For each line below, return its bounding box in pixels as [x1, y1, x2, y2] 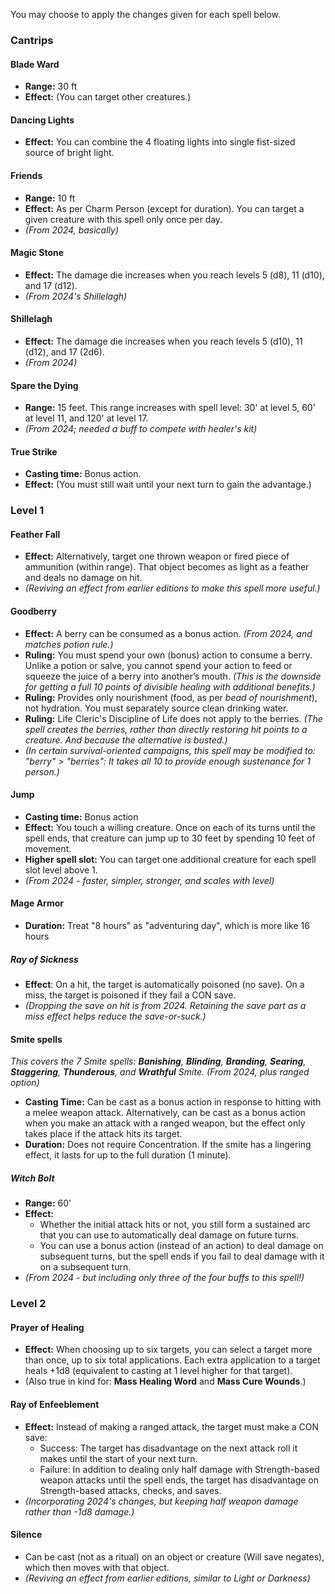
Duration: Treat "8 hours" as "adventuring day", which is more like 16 [24, 920, 310, 932]
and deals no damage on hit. [24, 572, 143, 584]
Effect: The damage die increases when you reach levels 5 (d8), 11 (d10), [24, 269, 325, 281]
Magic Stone [10, 247, 65, 259]
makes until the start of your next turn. [39, 1452, 198, 1464]
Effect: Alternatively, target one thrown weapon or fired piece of [24, 550, 290, 563]
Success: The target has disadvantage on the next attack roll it [39, 1442, 298, 1454]
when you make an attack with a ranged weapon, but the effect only [24, 1117, 306, 1129]
